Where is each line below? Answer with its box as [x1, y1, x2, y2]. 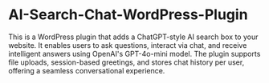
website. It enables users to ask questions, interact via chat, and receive [8, 40, 247, 49]
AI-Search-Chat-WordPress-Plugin [8, 6, 248, 24]
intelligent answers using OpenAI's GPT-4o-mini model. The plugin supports [8, 49, 261, 58]
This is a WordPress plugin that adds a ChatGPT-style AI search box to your [8, 32, 259, 41]
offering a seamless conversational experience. [8, 65, 165, 75]
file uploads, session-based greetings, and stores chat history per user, [8, 57, 245, 67]
